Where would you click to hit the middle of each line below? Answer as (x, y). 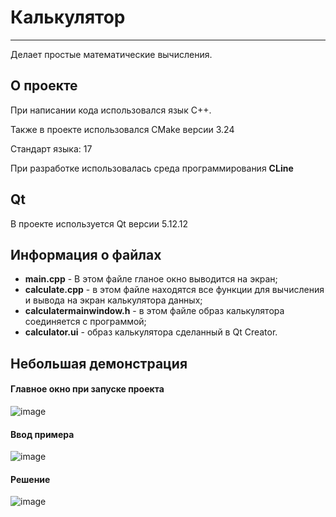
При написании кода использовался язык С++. (111, 110)
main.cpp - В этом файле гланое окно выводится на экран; (151, 279)
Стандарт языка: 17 (51, 148)
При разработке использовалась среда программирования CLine (152, 168)
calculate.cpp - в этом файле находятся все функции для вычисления (174, 290)
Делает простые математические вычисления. (111, 54)
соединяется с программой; (85, 322)
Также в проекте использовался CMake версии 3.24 (122, 129)
